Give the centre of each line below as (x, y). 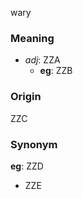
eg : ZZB (56, 71)
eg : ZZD (27, 166)
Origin (26, 97)
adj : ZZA (42, 60)
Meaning (32, 38)
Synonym (34, 144)
